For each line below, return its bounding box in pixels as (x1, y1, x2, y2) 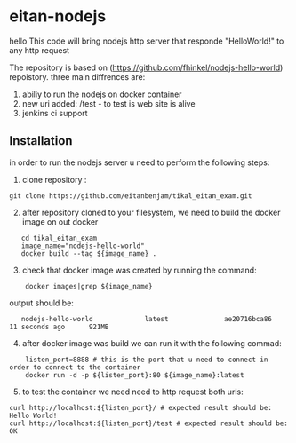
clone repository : (21, 174, 87, 185)
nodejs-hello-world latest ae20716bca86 (20, 314, 273, 323)
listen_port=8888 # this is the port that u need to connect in (25, 355, 268, 364)
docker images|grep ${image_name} (25, 281, 153, 290)
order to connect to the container (9, 362, 141, 372)
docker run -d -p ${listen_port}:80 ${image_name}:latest (25, 370, 244, 379)
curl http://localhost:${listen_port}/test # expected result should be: (9, 419, 289, 428)
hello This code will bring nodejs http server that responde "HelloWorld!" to (9, 36, 284, 46)
